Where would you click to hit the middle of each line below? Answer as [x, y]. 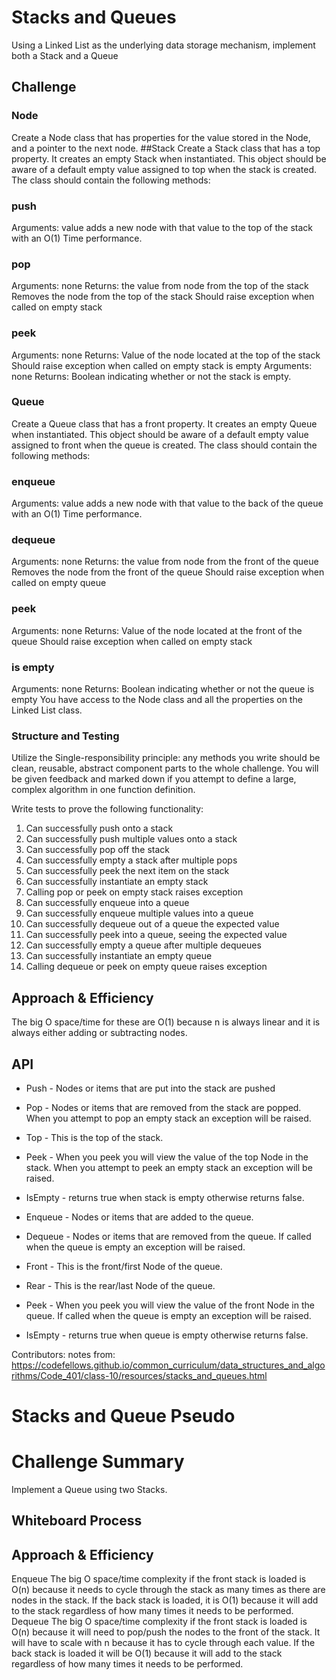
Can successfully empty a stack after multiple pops [131, 860]
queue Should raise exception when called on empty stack [132, 641]
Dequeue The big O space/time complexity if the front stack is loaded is [159, 1622]
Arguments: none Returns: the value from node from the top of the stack [160, 286]
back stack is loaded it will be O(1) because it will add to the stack [147, 1653]
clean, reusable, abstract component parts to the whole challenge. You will [165, 768]
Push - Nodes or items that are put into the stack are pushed [150, 1088]
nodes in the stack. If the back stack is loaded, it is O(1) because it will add [165, 1600]
